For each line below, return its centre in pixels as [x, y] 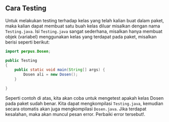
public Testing [21, 60]
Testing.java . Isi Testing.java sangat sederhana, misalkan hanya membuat [84, 31]
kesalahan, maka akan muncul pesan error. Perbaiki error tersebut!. [75, 114]
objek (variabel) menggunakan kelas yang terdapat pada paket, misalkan [81, 36]
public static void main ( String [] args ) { [60, 70]
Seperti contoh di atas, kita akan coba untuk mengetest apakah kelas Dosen [85, 98]
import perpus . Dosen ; [28, 51]
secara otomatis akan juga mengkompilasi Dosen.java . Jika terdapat [76, 109]
